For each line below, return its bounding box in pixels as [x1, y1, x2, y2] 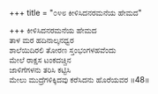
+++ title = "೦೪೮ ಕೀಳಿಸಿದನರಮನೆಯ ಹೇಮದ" [9, 8, 143, 18]
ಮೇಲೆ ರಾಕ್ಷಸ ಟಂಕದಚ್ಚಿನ [9, 54, 72, 65]
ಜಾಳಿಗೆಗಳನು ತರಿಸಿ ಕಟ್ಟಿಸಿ [9, 65, 71, 75]
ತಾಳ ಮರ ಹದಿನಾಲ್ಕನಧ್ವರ [9, 35, 75, 45]
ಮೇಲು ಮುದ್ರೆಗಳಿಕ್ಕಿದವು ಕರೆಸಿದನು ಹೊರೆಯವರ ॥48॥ [9, 75, 150, 84]
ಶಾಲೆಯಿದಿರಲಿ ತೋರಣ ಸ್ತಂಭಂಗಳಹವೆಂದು [9, 45, 117, 55]
